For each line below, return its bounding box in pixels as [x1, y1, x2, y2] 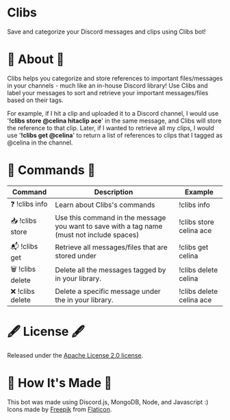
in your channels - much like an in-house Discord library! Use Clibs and [7, 81, 208, 90]
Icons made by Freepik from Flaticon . [7, 405, 112, 413]
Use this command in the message [54, 212, 166, 222]
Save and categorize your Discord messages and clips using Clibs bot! [7, 27, 207, 36]
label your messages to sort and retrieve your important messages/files [7, 88, 209, 97]
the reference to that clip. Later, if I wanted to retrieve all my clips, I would [7, 123, 214, 132]
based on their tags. [7, 96, 64, 104]
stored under [54, 251, 97, 261]
